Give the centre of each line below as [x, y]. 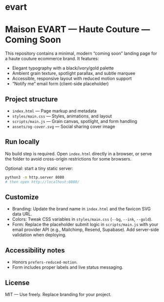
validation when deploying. [39, 235]
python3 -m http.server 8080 [35, 177]
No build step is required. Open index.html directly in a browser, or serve [79, 154]
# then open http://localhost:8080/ [42, 182]
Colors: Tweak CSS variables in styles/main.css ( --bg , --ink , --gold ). [82, 219]
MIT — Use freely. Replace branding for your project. [58, 294]
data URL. [22, 214]
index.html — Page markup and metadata [54, 111]
